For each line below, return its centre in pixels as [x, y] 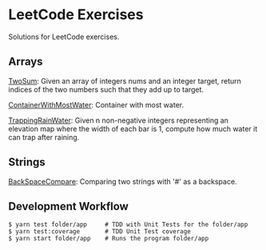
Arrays [26, 62]
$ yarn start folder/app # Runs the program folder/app [109, 239]
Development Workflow [69, 206]
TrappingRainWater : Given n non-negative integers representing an [119, 120]
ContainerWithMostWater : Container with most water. [96, 104]
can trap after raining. [44, 137]
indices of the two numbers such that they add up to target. [106, 89]
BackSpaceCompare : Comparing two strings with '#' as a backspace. [123, 182]
